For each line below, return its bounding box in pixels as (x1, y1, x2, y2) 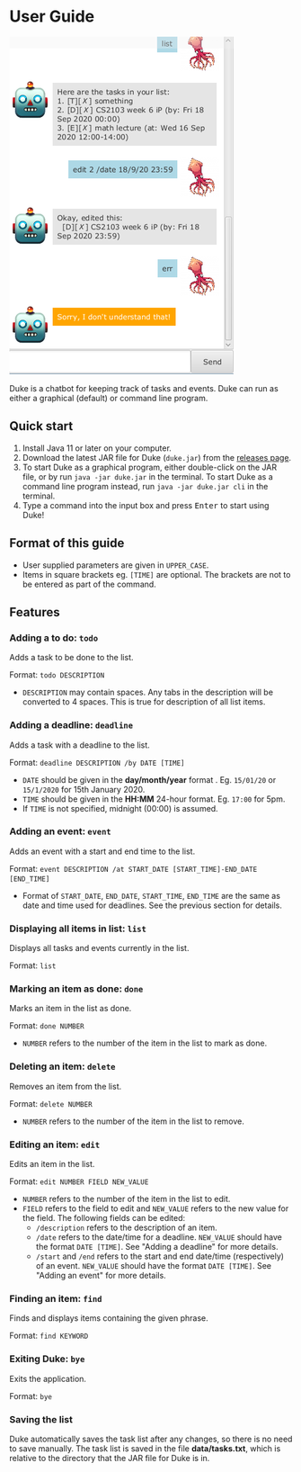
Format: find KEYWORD (9, 1330, 89, 1342)
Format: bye (9, 1390, 52, 1401)
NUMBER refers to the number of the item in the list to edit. (22, 1194, 231, 1205)
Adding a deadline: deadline (9, 719, 133, 732)
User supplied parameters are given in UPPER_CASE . (22, 560, 209, 570)
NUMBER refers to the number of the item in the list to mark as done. (22, 1037, 268, 1049)
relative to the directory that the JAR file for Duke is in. (9, 1452, 210, 1463)
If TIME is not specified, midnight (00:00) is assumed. (22, 803, 218, 813)
